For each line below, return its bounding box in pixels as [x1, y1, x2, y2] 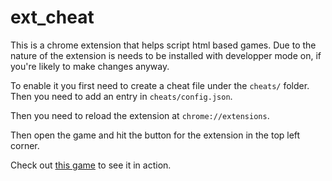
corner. [10, 139, 40, 151]
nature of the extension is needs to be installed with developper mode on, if [10, 49, 322, 61]
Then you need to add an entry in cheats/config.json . [10, 90, 233, 102]
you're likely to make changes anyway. [10, 60, 170, 72]
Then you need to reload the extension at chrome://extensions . [10, 109, 270, 121]
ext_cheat [10, 6, 95, 29]
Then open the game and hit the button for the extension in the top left [10, 129, 301, 141]
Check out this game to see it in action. [10, 159, 172, 171]
